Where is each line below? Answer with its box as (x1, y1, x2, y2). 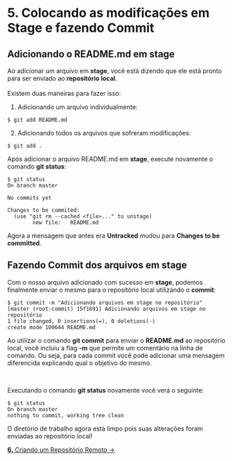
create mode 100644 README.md (7, 324, 96, 331)
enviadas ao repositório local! (7, 431, 93, 440)
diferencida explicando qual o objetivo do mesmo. (7, 358, 153, 367)
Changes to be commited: (7, 207, 80, 214)
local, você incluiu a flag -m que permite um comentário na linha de (7, 343, 203, 352)
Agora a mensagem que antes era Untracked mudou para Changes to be (7, 231, 220, 240)
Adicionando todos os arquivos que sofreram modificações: (17, 129, 191, 137)
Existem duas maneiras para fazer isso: (7, 90, 122, 97)
